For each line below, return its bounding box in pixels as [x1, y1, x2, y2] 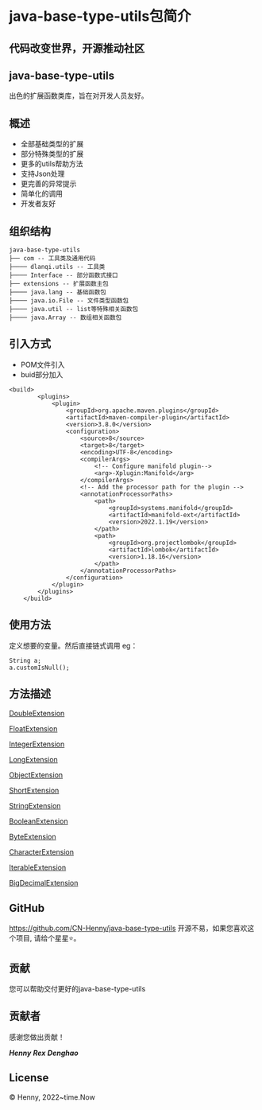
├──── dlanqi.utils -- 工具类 [9, 263, 106, 271]
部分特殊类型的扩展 [20, 149, 84, 159]
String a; [9, 656, 42, 664]
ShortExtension [9, 785, 60, 796]
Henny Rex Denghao [9, 1048, 79, 1057]
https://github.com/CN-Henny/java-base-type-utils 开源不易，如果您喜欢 [9, 924, 248, 933]
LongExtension [9, 755, 58, 765]
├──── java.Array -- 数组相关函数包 [9, 314, 122, 322]
